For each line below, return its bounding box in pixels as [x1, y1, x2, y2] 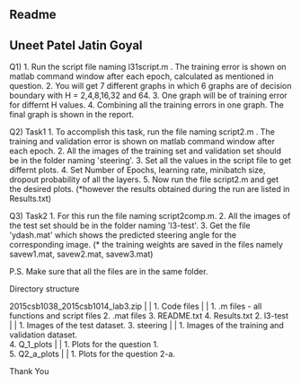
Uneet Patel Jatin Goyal [9, 38, 143, 53]
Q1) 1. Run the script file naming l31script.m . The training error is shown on [9, 62, 287, 73]
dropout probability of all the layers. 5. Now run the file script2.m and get [9, 174, 279, 185]
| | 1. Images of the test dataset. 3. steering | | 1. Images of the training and [9, 320, 285, 331]
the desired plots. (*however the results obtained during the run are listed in [9, 184, 290, 195]
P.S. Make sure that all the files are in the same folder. [9, 266, 208, 277]
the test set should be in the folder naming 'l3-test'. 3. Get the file [9, 220, 251, 231]
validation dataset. [9, 329, 78, 340]
